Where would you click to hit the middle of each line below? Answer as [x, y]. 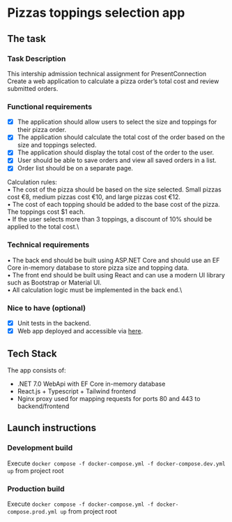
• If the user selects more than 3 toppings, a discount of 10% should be [110, 219]
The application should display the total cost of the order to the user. [116, 152]
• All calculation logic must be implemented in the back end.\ [95, 290]
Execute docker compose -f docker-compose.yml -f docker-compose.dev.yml [116, 463]
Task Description [37, 59]
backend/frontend [43, 406]
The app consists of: [37, 370]
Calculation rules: [32, 182]
